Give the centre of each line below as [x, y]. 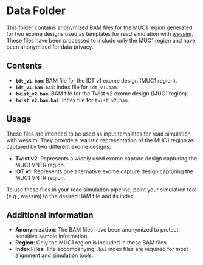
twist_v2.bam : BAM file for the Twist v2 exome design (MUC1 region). [101, 93]
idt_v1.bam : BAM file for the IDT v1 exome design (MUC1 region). [96, 80]
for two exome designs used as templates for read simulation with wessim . [100, 33]
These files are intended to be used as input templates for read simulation [99, 134]
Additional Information [50, 215]
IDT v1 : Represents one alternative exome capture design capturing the [104, 171]
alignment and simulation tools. [54, 255]
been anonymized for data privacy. [50, 47]
